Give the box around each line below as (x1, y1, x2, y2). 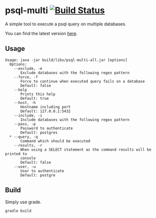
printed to (5, 151, 27, 156)
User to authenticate (20, 168, 64, 173)
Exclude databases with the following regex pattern (20, 70, 130, 75)
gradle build (5, 208, 32, 213)
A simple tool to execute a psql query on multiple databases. (5, 21, 127, 27)
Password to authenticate (20, 126, 73, 131)
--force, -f (14, 75, 38, 79)
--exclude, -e (14, 66, 42, 71)
